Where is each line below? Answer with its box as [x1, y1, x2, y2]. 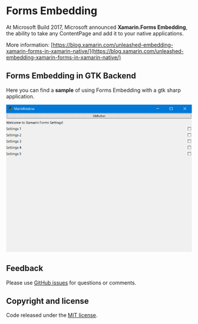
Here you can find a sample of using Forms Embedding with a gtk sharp [6, 87, 181, 94]
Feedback [6, 263, 44, 273]
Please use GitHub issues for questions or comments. [6, 279, 137, 286]
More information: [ [6, 41, 53, 48]
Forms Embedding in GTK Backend [6, 71, 137, 81]
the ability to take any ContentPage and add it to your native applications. [6, 29, 184, 37]
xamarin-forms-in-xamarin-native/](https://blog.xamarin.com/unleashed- [6, 47, 184, 54]
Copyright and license [6, 296, 90, 306]
